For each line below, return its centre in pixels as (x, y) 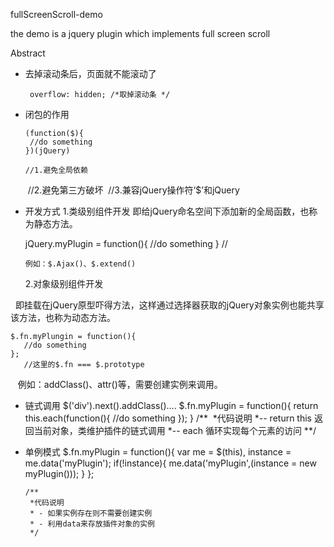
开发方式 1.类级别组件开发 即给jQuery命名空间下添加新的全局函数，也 (167, 211)
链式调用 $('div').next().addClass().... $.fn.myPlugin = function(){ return (171, 405)
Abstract (28, 53)
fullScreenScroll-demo (56, 14)
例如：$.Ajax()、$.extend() (80, 264)
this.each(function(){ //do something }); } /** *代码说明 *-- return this (168, 418)
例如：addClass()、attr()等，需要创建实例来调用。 (120, 384)
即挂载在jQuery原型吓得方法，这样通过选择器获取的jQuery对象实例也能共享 (169, 305)
